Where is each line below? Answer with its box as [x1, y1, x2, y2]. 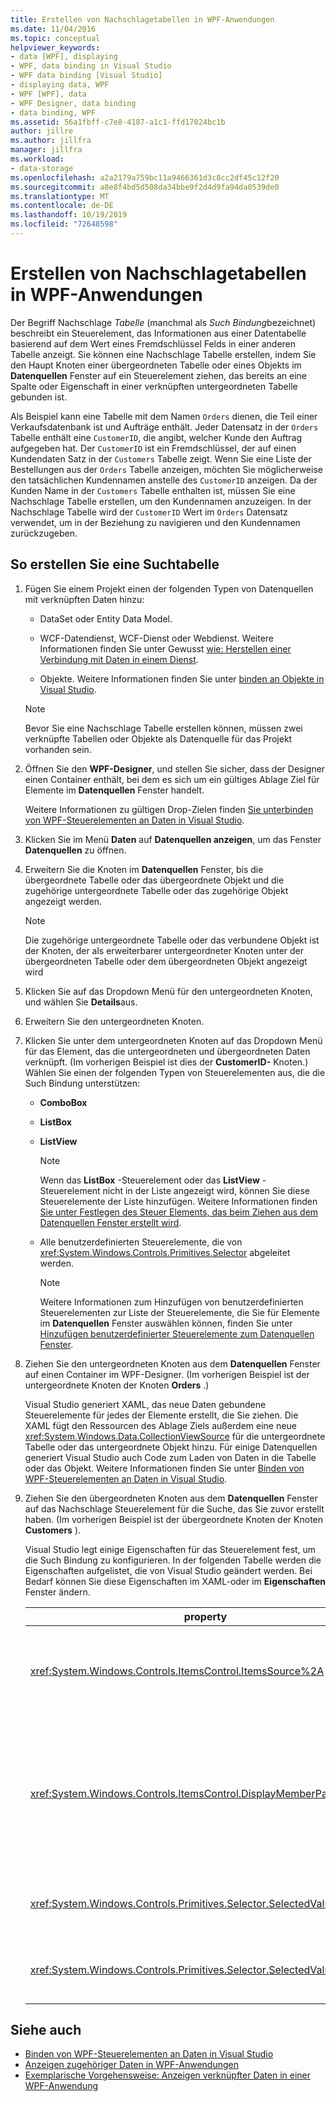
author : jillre [10, 126, 74, 136]
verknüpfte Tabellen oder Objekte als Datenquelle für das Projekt [24, 732, 293, 745]
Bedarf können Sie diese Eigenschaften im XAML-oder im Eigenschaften [24, 1575, 327, 1587]
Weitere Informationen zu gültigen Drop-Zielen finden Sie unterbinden [24, 803, 314, 815]
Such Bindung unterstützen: [24, 1077, 140, 1089]
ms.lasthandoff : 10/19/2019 [10, 210, 128, 220]
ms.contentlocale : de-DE [10, 201, 114, 211]
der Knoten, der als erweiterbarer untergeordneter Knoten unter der [24, 944, 305, 956]
